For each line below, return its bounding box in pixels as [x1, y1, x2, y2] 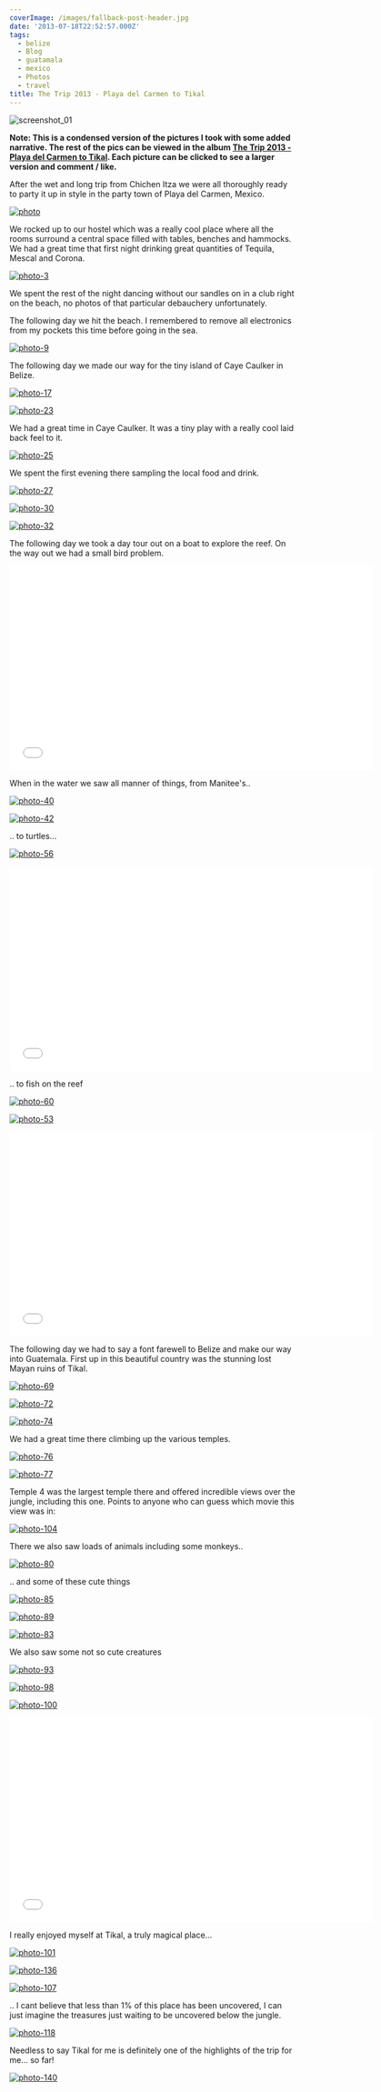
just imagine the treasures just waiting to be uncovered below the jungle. [9, 2009, 282, 2020]
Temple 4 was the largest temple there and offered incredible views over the [9, 1486, 296, 1496]
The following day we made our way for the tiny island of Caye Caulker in [9, 360, 284, 371]
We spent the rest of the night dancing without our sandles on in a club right [9, 287, 295, 298]
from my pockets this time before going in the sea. [9, 325, 198, 335]
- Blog [17, 47, 43, 56]
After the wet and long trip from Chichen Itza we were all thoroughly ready [9, 178, 288, 189]
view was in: [9, 1506, 56, 1516]
